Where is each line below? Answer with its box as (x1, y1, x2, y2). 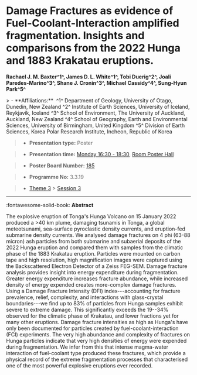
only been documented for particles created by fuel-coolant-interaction (6, 325, 179, 332)
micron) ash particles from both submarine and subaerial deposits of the (6, 238, 181, 245)
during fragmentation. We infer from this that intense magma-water (6, 343, 169, 350)
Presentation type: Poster (29, 139, 93, 146)
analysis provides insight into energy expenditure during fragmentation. (6, 269, 179, 276)
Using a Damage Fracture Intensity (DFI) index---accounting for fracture (6, 287, 181, 294)
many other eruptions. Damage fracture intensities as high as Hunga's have (6, 318, 189, 325)
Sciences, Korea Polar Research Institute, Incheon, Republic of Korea (6, 128, 173, 135)
